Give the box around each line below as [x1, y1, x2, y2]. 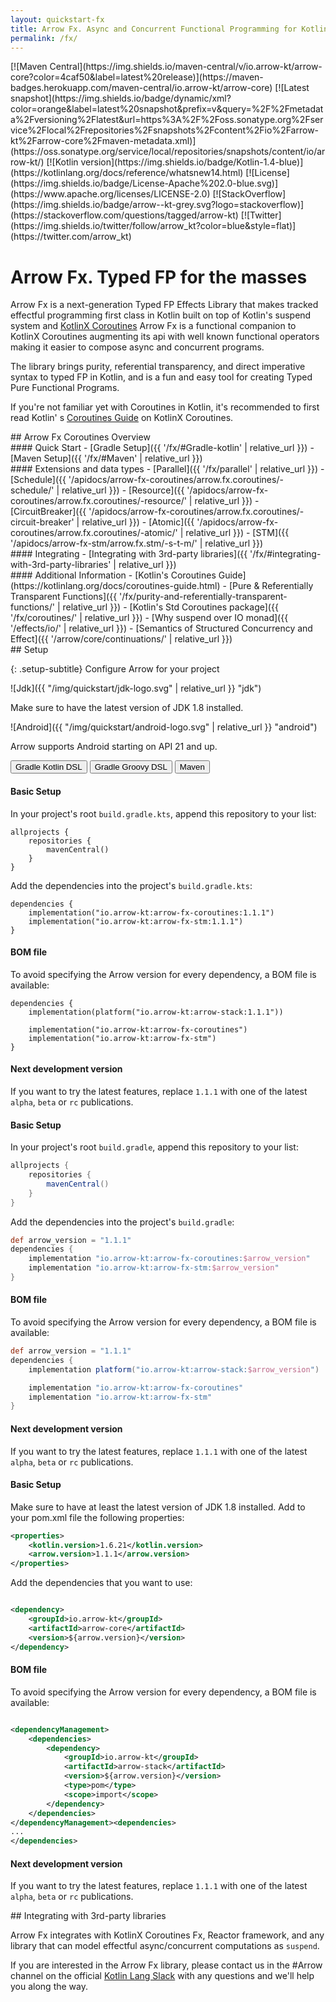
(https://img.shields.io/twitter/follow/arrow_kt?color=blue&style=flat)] [10, 220, 297, 232]
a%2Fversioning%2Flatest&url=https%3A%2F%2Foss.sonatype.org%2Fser [10, 114, 324, 126]
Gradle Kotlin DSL [15, 762, 83, 773]
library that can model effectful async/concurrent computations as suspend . [10, 1940, 320, 1952]
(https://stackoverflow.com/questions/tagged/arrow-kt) [10, 209, 239, 221]
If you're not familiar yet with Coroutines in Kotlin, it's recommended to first [10, 401, 320, 413]
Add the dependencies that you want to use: [10, 1577, 193, 1589]
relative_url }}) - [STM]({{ [185, 527, 290, 539]
